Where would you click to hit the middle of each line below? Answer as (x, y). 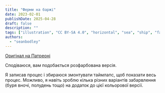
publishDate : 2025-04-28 (30, 19)
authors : (14, 37)
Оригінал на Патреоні (28, 56)
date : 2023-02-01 (23, 14)
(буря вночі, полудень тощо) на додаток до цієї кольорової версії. (74, 85)
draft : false (18, 23)
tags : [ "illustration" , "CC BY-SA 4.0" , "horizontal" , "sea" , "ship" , (79, 32)
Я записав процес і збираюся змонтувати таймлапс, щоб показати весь (81, 75)
